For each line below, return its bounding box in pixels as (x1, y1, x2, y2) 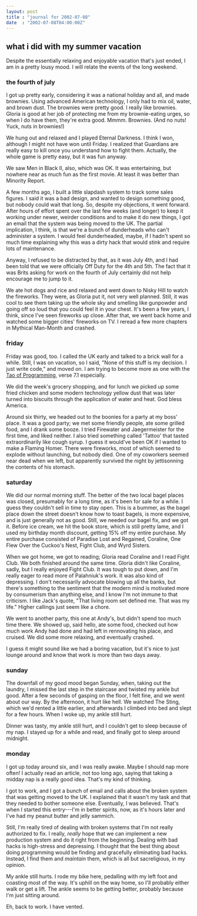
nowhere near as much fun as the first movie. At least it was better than (6, 171, 179, 178)
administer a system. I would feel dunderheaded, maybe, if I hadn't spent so (6, 233, 191, 240)
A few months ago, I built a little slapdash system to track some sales (6, 188, 173, 195)
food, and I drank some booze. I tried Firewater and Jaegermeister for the (6, 426, 184, 433)
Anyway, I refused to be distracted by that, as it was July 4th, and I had (6, 256, 178, 263)
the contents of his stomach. (6, 463, 75, 470)
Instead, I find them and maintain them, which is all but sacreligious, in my (6, 855, 185, 862)
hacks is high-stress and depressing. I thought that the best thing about (6, 842, 180, 849)
